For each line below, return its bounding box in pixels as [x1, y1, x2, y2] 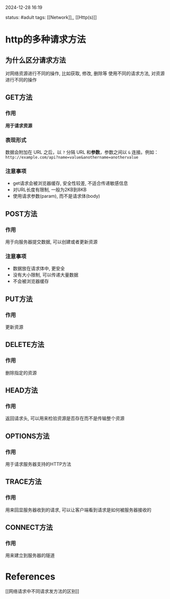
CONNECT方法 [5, 523, 53, 532]
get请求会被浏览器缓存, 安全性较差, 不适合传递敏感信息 [12, 180, 129, 187]
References [5, 571, 55, 582]
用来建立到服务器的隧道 [5, 552, 55, 559]
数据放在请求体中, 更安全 [12, 265, 65, 272]
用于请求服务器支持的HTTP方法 [5, 461, 72, 467]
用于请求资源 [5, 122, 32, 129]
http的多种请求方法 [5, 34, 86, 46]
